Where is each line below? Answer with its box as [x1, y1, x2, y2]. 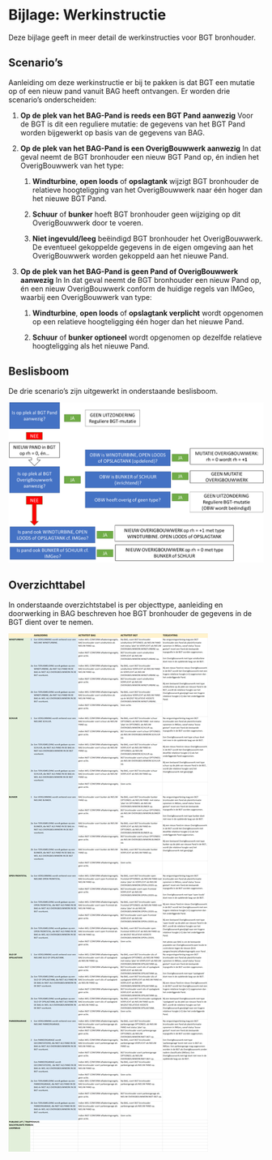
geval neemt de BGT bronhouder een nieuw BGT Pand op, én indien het [19, 152, 259, 161]
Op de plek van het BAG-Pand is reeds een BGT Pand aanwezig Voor [19, 110, 253, 120]
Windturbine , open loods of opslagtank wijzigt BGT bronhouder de [32, 176, 259, 186]
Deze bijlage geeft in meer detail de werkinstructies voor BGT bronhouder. [8, 32, 257, 42]
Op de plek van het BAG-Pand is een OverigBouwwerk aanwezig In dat [19, 143, 261, 153]
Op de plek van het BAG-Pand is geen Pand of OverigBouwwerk [19, 266, 239, 276]
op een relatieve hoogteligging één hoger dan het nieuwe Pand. [32, 316, 244, 326]
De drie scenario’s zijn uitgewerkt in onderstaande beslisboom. [8, 386, 219, 396]
